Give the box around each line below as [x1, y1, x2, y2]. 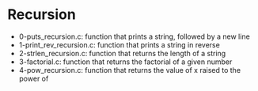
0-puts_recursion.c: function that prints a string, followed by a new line [18, 32, 250, 41]
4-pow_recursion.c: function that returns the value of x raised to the [18, 65, 241, 74]
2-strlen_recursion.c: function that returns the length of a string [18, 48, 226, 58]
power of [18, 74, 49, 83]
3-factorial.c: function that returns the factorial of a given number [18, 57, 233, 66]
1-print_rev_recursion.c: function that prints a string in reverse [18, 40, 221, 49]
